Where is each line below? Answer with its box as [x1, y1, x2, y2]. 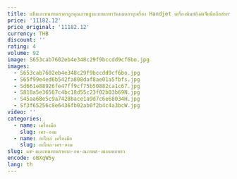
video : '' [7, 109, 37, 116]
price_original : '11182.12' [7, 23, 90, 30]
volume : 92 [7, 50, 39, 57]
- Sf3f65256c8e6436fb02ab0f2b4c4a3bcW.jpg [13, 102, 140, 109]
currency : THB [7, 30, 49, 37]
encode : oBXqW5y [7, 154, 55, 162]
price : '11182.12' [7, 17, 61, 24]
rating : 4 [7, 43, 37, 50]
